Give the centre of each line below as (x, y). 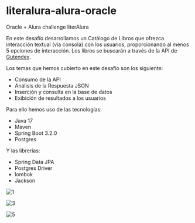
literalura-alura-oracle (61, 11)
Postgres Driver (33, 168)
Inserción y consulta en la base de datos (63, 92)
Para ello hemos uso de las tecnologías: (54, 109)
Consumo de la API (38, 79)
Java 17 (24, 120)
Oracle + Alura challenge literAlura (47, 27)
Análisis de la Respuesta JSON (52, 85)
